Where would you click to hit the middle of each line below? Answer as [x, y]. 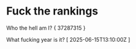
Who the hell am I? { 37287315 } [46, 28]
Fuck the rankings [52, 11]
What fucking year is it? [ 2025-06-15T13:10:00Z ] [68, 39]
